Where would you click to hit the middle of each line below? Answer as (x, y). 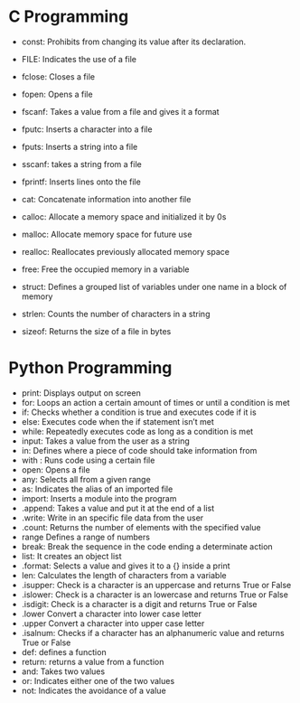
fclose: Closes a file (58, 76)
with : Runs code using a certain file (88, 460)
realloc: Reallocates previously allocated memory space (125, 251)
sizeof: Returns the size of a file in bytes (96, 331)
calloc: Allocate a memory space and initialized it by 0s (124, 216)
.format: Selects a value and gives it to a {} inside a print (126, 566)
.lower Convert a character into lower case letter (112, 614)
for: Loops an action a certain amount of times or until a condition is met (155, 402)
